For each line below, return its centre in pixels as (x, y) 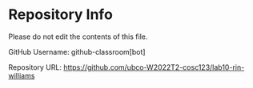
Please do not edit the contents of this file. (78, 36)
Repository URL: (35, 67)
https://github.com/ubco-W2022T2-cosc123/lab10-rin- (154, 67)
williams (22, 75)
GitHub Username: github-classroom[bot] (77, 52)
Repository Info (61, 15)
